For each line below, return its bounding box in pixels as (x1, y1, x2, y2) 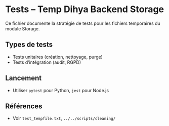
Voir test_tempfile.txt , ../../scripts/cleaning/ (12, 115, 116, 121)
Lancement (5, 74, 42, 82)
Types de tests (5, 40, 53, 49)
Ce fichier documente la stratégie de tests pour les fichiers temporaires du (5, 20, 160, 26)
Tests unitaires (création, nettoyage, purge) (12, 54, 103, 60)
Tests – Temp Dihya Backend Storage (5, 4, 164, 15)
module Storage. (5, 25, 40, 31)
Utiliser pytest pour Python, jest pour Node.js (12, 87, 109, 93)
